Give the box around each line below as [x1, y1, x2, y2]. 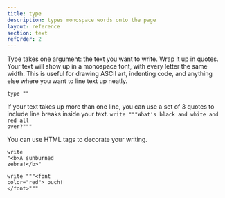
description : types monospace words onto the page [7, 17, 156, 24]
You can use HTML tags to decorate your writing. [7, 136, 147, 144]
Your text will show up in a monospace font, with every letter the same [7, 62, 208, 71]
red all [7, 117, 30, 125]
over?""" [7, 123, 33, 130]
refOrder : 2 [7, 36, 42, 43]
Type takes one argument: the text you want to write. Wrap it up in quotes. [7, 55, 219, 63]
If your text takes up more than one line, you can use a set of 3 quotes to [7, 102, 215, 111]
